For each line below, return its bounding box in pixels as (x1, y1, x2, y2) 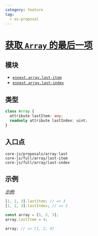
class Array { (5, 109, 35, 114)
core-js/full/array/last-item (5, 155, 68, 161)
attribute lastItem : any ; (9, 114, 64, 118)
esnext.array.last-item (12, 75, 62, 80)
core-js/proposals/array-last (5, 151, 68, 156)
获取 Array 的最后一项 (5, 39, 93, 51)
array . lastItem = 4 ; (5, 217, 48, 222)
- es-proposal (9, 16, 39, 21)
